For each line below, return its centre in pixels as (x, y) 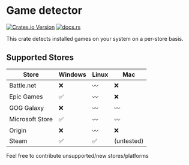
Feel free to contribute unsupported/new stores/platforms (77, 155)
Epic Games (26, 97)
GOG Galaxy (26, 107)
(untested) (129, 140)
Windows (72, 74)
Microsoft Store (31, 119)
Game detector (44, 10)
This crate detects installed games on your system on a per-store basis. (95, 38)
